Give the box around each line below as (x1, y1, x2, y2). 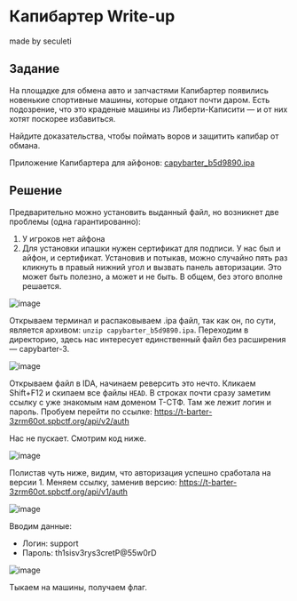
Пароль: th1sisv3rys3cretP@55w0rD (21, 547, 157, 557)
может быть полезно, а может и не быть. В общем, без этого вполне (21, 271, 284, 282)
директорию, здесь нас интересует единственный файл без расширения (9, 333, 286, 344)
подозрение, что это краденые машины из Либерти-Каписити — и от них (9, 104, 288, 115)
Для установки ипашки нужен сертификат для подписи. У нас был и (21, 243, 281, 253)
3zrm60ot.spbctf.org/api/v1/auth (9, 486, 129, 497)
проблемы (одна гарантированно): (9, 216, 142, 227)
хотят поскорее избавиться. (9, 113, 116, 124)
